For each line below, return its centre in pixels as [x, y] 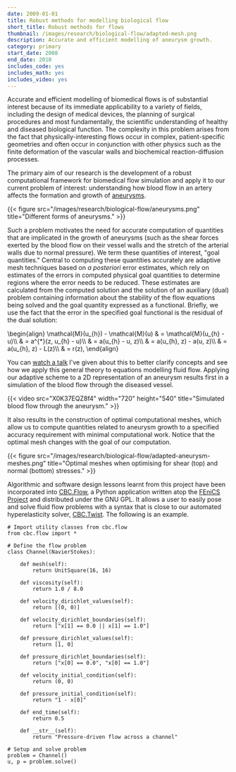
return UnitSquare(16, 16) [72, 571]
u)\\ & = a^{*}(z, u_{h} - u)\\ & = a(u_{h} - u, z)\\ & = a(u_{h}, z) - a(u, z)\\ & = [117, 341]
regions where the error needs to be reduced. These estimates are [104, 283]
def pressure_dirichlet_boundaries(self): [83, 657]
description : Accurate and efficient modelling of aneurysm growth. [110, 40]
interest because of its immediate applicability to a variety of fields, [105, 107]
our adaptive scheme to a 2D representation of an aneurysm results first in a [118, 377]
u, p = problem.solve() [42, 762]
